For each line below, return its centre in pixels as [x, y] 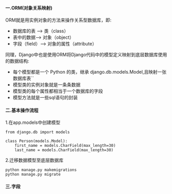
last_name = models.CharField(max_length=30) [64, 150]
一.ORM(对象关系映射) [29, 8]
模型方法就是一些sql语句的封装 [45, 98]
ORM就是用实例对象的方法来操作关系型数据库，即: [59, 20]
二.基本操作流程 [22, 110]
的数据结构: [17, 61]
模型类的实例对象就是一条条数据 [46, 85]
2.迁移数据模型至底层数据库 [34, 160]
